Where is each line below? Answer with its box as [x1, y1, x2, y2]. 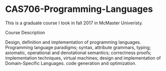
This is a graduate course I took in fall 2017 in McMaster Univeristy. [5, 20, 143, 26]
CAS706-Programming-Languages [5, 3, 153, 15]
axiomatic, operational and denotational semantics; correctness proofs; [5, 50, 152, 56]
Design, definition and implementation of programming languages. [5, 39, 141, 45]
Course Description [5, 29, 45, 35]
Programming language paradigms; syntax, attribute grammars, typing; [5, 44, 151, 50]
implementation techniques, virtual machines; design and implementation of [5, 55, 161, 61]
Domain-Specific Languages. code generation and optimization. [5, 60, 137, 66]
